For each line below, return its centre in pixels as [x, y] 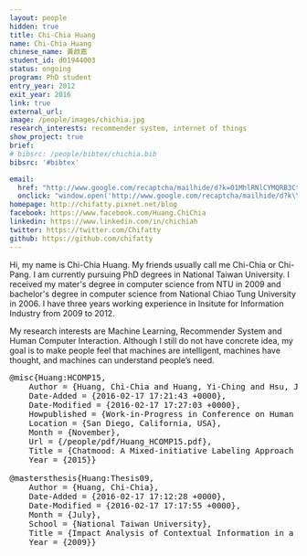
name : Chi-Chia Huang [51, 43]
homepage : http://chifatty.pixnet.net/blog [94, 205]
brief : [22, 145]
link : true [30, 103]
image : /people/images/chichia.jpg [77, 120]
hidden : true [34, 27]
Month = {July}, [65, 514]
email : [22, 179]
